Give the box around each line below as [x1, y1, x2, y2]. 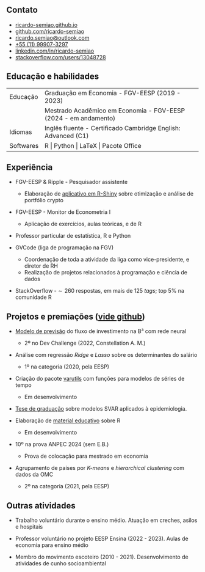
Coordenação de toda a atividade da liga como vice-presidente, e [24, 256, 190, 263]
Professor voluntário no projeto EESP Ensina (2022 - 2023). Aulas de [15, 535, 189, 543]
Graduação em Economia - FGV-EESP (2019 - [45, 89, 181, 97]
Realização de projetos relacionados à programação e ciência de [24, 269, 188, 276]
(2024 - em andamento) [45, 114, 116, 122]
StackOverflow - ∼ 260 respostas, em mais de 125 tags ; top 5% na [15, 287, 185, 295]
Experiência [6, 162, 53, 173]
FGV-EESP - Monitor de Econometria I [15, 208, 111, 216]
